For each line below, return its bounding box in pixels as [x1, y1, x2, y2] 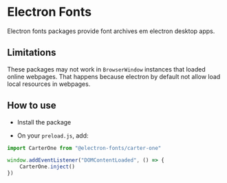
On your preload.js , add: [17, 131, 89, 140]
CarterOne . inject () [19, 163, 76, 171]
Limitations [7, 47, 56, 58]
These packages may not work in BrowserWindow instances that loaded [7, 65, 206, 73]
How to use [7, 100, 56, 111]
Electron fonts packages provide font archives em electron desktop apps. [7, 27, 215, 35]
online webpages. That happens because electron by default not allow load [7, 72, 221, 80]
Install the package [17, 118, 72, 126]
